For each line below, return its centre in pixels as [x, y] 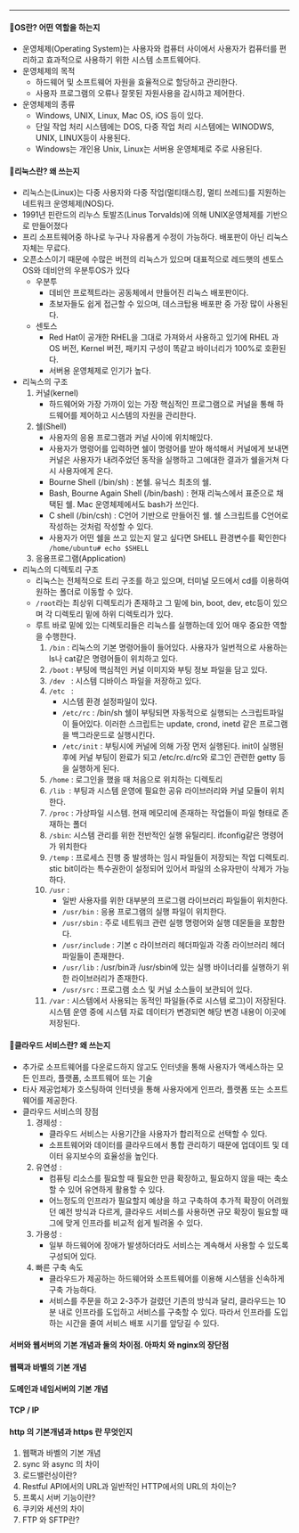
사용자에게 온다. [86, 471]
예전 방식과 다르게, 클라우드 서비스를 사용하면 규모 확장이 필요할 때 [174, 1211]
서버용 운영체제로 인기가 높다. [100, 371]
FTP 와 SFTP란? [51, 1520]
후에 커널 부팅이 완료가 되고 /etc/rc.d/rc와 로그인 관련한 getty [169, 758]
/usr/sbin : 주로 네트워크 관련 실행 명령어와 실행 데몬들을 [162, 922]
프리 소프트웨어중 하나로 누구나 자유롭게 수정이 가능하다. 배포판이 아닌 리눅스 [155, 237]
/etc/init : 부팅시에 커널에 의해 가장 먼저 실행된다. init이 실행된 [173, 746]
